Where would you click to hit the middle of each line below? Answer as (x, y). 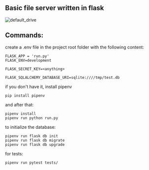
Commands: (24, 36)
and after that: (19, 104)
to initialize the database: (30, 127)
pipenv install (21, 114)
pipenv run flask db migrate (35, 140)
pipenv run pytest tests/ (31, 163)
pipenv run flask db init (31, 136)
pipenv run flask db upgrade (35, 145)
